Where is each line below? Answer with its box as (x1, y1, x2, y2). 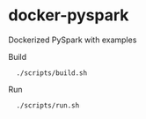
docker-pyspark (8, 5, 129, 26)
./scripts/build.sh (16, 68, 88, 78)
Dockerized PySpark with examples (8, 34, 137, 45)
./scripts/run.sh (16, 100, 80, 110)
